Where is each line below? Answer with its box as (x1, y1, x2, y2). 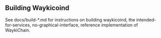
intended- (136, 17, 156, 22)
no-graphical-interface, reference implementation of (32, 22, 138, 28)
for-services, (5, 22, 31, 28)
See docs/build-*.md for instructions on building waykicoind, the (5, 17, 135, 22)
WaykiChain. (5, 27, 30, 33)
